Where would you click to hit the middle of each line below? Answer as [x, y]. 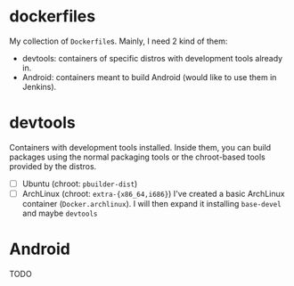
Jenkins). [39, 86]
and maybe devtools [60, 213]
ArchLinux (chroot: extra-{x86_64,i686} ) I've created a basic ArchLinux [153, 193]
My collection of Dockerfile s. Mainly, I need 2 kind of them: [118, 41]
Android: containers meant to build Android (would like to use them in [149, 77]
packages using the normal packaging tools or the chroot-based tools [137, 157]
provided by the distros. [53, 166]
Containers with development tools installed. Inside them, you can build [140, 147]
